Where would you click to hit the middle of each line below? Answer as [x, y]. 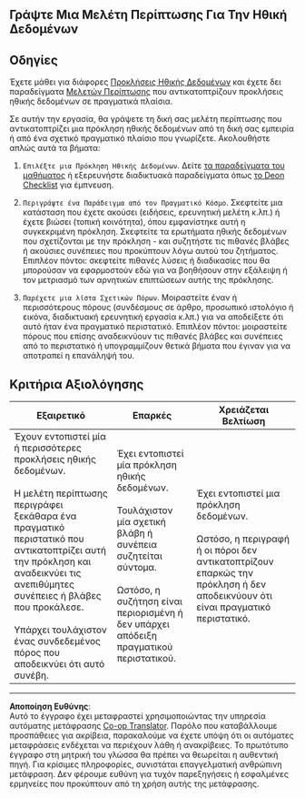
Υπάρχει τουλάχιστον [60, 630]
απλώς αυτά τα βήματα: [55, 148]
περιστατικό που [49, 539]
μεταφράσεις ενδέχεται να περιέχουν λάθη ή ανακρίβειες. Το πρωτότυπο [149, 745]
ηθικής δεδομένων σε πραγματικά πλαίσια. [91, 101]
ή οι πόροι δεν [227, 551]
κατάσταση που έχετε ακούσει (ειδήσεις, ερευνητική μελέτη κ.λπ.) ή [151, 212]
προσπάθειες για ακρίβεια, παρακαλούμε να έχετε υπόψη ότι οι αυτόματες [152, 735]
